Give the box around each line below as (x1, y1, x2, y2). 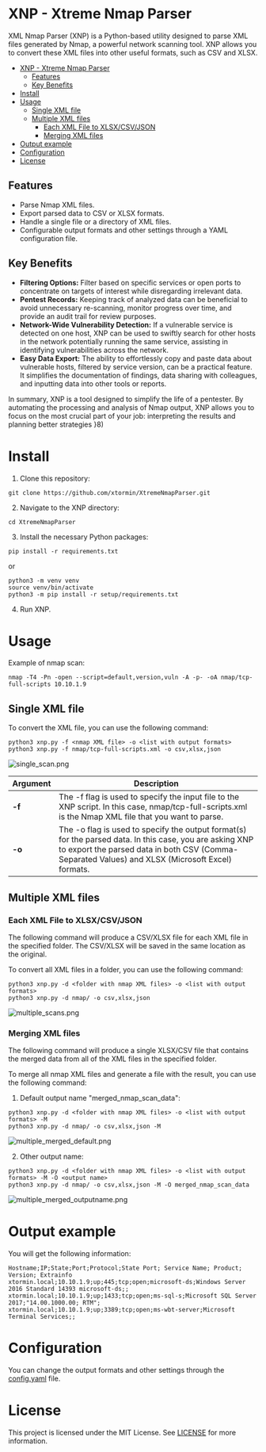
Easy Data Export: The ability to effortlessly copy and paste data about (19, 354, 252, 363)
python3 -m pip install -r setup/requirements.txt (8, 590, 179, 599)
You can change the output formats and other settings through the (8, 1366, 225, 1375)
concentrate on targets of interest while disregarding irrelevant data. (19, 286, 243, 296)
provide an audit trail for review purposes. (19, 311, 157, 321)
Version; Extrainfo (8, 1271, 73, 1279)
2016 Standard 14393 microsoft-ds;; (8, 1285, 129, 1293)
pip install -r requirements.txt (8, 547, 119, 555)
